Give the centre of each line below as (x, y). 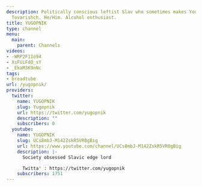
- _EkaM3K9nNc (24, 68)
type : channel (24, 29)
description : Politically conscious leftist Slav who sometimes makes (96, 12)
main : (19, 40)
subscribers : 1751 (40, 174)
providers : (20, 90)
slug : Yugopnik (36, 107)
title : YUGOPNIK (26, 23)
